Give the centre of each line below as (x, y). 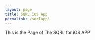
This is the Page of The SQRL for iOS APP (47, 33)
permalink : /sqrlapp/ (27, 19)
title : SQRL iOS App (26, 14)
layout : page (19, 10)
